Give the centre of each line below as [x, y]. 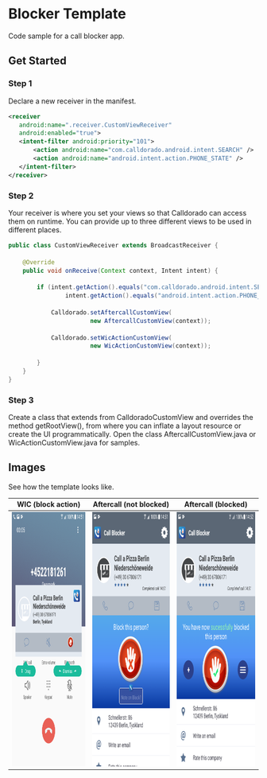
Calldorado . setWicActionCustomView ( [111, 338]
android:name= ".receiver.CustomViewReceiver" [95, 125]
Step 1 [20, 84]
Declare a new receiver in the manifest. [72, 101]
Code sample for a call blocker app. [66, 36]
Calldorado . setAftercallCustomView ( [111, 312]
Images [27, 467]
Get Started [37, 61]
